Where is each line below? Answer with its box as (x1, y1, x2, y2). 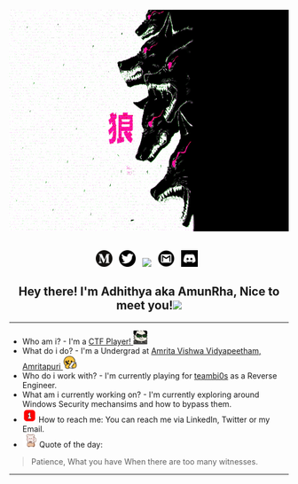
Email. (21, 423, 45, 434)
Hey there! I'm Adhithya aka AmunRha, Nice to (18, 285, 280, 300)
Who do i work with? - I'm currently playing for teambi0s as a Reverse (21, 370, 278, 381)
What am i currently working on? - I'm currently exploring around (21, 389, 260, 400)
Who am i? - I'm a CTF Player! (21, 336, 131, 347)
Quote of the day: (38, 439, 104, 449)
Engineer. (21, 379, 58, 390)
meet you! (115, 298, 174, 313)
